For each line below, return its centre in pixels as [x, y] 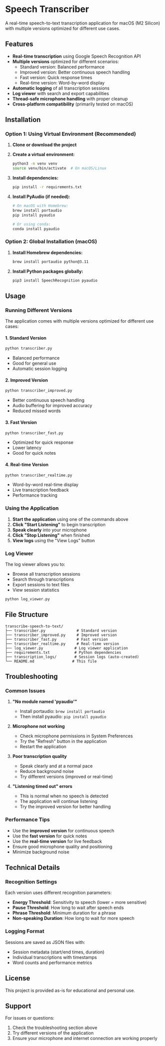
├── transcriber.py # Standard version [61, 631]
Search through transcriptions [43, 579]
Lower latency [27, 448]
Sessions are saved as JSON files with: [45, 942]
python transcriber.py [29, 349]
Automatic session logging [40, 369]
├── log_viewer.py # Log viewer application [67, 648]
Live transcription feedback [41, 490]
